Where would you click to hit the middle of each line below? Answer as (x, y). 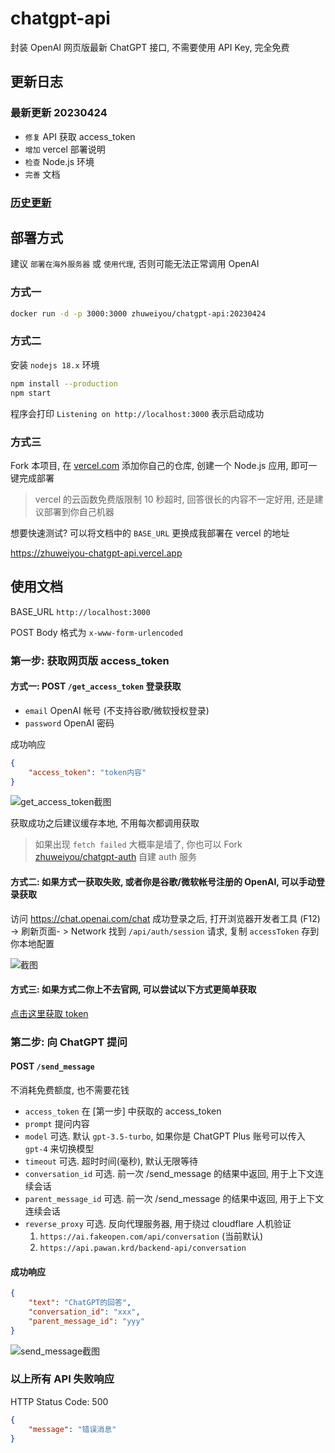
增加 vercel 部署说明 (65, 149)
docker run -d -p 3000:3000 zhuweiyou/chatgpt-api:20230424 (138, 313)
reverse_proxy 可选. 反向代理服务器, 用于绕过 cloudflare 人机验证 (158, 1223)
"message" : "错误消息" (72, 1429)
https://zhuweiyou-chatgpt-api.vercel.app (96, 553)
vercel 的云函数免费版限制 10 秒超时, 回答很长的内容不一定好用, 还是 (174, 499)
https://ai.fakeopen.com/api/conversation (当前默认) (151, 1236)
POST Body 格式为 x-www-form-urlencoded (96, 632)
